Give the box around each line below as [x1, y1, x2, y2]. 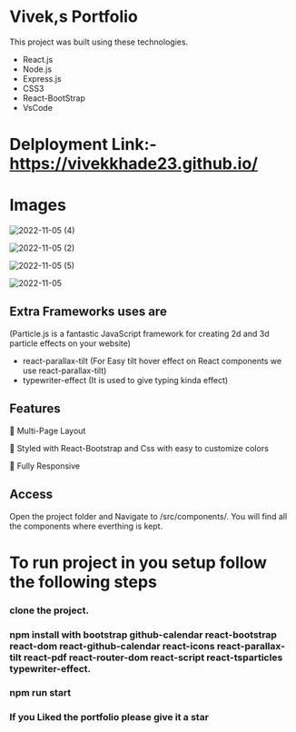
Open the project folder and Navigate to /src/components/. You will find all [9, 510, 288, 521]
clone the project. [9, 604, 89, 617]
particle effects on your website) [9, 338, 132, 349]
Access [9, 487, 53, 502]
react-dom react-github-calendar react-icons [9, 639, 215, 652]
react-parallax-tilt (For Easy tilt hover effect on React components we [22, 355, 282, 366]
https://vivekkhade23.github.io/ [9, 153, 259, 174]
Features [9, 401, 61, 417]
